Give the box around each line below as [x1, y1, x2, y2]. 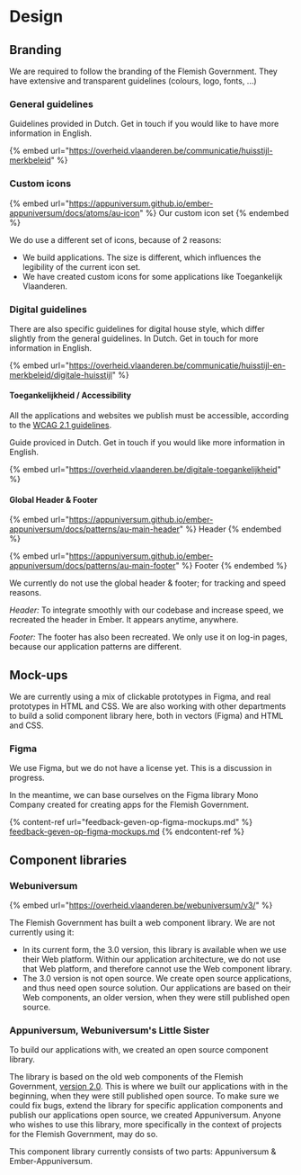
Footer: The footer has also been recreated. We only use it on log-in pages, [9, 632, 288, 642]
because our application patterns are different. [9, 641, 182, 652]
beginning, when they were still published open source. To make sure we [9, 1090, 279, 1101]
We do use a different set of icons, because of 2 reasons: [9, 234, 222, 245]
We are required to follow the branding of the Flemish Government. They [9, 66, 279, 76]
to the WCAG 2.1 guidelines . [9, 420, 112, 431]
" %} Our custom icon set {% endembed [138, 207, 289, 218]
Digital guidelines [9, 303, 87, 316]
